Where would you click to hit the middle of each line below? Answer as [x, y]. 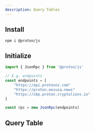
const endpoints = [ [26, 80]
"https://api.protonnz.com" [42, 85]
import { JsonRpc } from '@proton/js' [44, 67]
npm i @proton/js [23, 41]
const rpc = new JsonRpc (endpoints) [42, 108]
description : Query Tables [32, 10]
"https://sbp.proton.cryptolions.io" [52, 94]
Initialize [18, 56]
